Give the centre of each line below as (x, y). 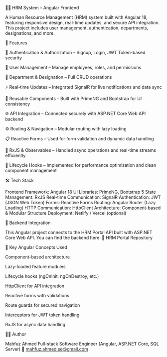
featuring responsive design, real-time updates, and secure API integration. (83, 23)
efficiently (15, 155)
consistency (18, 104)
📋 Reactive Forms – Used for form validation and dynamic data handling (80, 139)
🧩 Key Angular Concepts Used (36, 247)
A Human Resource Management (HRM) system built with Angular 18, (77, 17)
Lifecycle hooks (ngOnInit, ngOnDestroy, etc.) (52, 276)
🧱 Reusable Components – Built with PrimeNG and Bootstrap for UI (74, 99)
